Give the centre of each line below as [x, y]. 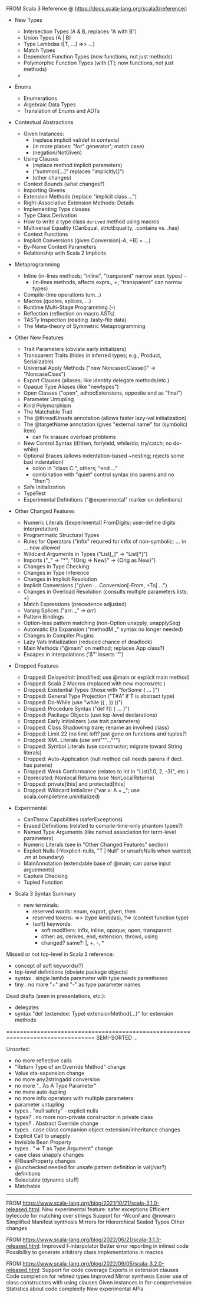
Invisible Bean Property [43, 1142]
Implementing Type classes [57, 209]
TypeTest [34, 493]
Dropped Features [37, 666]
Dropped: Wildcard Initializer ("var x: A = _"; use [82, 790]
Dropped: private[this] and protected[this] [74, 784]
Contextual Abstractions [44, 122]
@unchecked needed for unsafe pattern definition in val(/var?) [90, 1167]
